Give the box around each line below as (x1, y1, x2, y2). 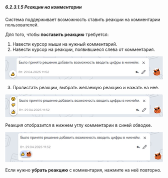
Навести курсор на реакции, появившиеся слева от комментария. (12, 46, 155, 52)
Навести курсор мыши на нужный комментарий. (12, 41, 117, 47)
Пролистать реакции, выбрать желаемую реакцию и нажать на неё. (12, 84, 159, 90)
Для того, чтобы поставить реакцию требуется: (5, 31, 109, 37)
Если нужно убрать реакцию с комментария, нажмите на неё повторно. (5, 167, 161, 173)
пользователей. (5, 21, 39, 27)
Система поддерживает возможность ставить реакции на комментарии (5, 16, 160, 22)
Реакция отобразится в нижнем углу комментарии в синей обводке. (5, 122, 152, 128)
